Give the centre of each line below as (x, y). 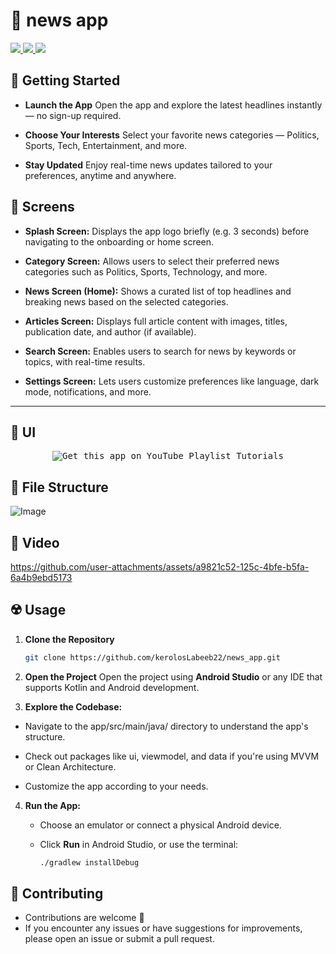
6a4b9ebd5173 (41, 577)
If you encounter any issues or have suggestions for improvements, (163, 928)
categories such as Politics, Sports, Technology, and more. (146, 271)
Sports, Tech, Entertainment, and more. (106, 145)
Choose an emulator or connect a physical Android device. (160, 825)
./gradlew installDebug (89, 862)
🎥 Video (35, 542)
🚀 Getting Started (65, 80)
